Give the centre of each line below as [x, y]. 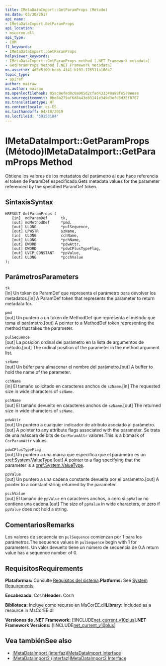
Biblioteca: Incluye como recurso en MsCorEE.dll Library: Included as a [78, 605]
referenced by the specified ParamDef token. [51, 186]
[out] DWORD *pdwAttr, [46, 244]
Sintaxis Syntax [29, 202]
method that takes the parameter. [39, 328]
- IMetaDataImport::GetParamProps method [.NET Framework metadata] [78, 61]
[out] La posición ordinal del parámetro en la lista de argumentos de [75, 342]
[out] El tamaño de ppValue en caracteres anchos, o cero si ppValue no [77, 499]
